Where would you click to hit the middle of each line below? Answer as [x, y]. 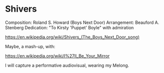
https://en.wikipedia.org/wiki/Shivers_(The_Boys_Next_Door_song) [72, 37]
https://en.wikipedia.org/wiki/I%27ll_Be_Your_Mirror [58, 56]
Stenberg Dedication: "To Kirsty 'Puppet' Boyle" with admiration [70, 27]
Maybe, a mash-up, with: [30, 46]
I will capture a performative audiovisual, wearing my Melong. [67, 65]
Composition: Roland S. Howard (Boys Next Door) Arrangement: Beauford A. [82, 22]
